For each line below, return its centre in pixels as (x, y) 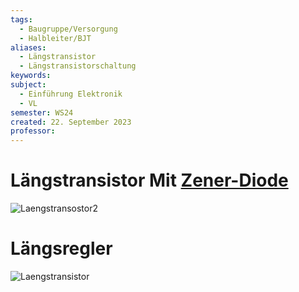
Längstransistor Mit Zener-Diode (149, 180)
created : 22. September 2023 (71, 122)
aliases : (28, 47)
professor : (33, 131)
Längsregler (61, 248)
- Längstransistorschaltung (78, 66)
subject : (28, 85)
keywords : (31, 76)
